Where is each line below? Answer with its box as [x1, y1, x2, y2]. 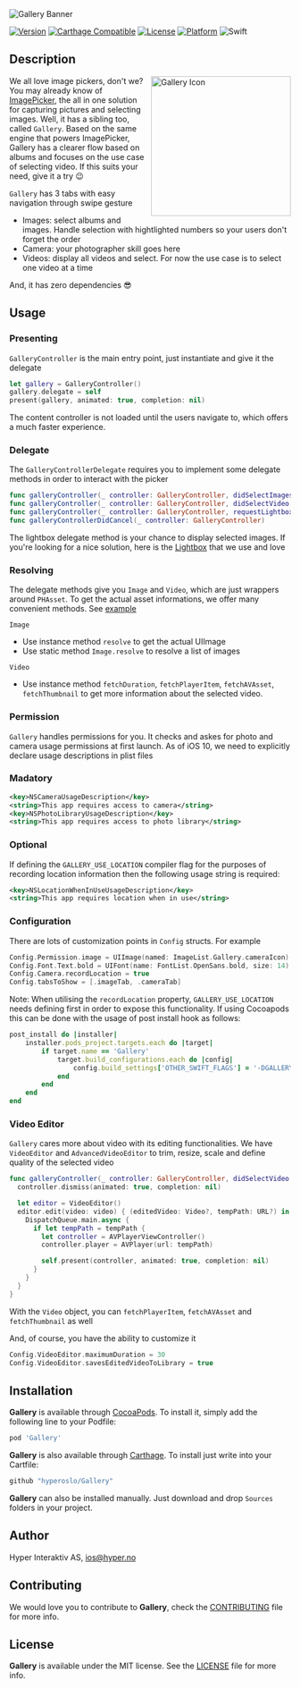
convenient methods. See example [9, 603, 137, 614]
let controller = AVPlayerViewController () [41, 1232, 205, 1241]
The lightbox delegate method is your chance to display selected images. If [9, 532, 286, 543]
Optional [9, 839, 47, 851]
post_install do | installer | [9, 1030, 118, 1040]
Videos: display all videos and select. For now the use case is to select [21, 252, 282, 263]
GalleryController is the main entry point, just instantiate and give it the [9, 352, 274, 363]
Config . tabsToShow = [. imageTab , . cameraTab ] [9, 978, 181, 987]
